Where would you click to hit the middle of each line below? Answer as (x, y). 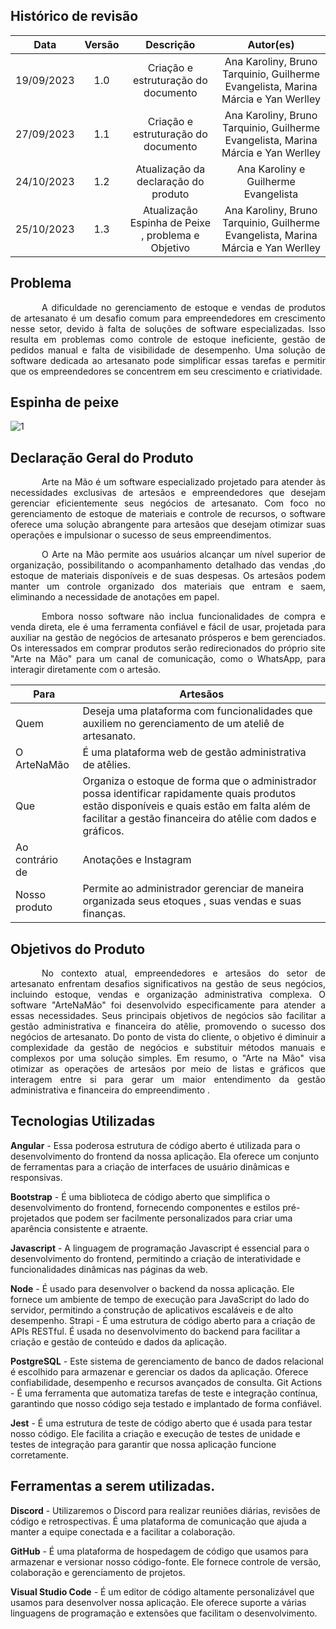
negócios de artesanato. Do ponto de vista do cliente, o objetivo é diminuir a (168, 1037)
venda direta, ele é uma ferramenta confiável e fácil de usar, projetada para (168, 627)
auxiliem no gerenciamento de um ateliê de (183, 724)
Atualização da (170, 169)
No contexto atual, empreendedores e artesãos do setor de (183, 973)
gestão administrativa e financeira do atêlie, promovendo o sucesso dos (168, 1026)
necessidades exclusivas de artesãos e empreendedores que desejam (168, 493)
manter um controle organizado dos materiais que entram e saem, (168, 586)
